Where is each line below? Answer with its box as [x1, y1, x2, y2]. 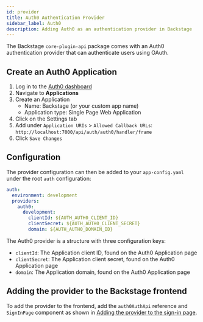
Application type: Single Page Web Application [24, 109, 141, 116]
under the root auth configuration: [6, 175, 91, 182]
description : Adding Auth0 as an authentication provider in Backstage [6, 26, 192, 32]
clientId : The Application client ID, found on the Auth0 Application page [15, 249, 198, 256]
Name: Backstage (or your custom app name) [24, 102, 139, 110]
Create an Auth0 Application [6, 66, 118, 77]
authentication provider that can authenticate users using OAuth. [6, 49, 169, 57]
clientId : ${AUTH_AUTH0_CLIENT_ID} [28, 215, 119, 221]
